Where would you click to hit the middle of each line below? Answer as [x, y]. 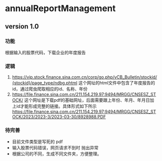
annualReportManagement [60, 8]
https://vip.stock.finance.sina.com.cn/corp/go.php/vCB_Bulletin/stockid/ [84, 77]
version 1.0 [22, 26]
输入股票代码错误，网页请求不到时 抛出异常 [55, 148]
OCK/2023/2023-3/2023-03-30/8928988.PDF [59, 117]
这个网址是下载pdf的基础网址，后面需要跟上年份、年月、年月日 [87, 100]
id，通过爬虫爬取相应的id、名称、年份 [50, 89]
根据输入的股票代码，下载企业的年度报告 [45, 52]
